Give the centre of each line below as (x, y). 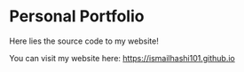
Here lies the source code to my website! (84, 41)
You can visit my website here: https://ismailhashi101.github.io (122, 58)
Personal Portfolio (77, 16)
